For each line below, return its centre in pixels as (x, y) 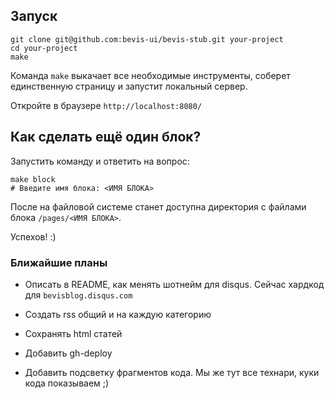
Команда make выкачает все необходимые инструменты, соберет (150, 75)
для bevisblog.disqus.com (78, 295)
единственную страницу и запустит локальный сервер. (129, 86)
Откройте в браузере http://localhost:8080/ (106, 105)
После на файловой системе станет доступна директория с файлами (158, 206)
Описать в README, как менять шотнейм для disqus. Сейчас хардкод (174, 284)
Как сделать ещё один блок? (106, 137)
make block (33, 179)
